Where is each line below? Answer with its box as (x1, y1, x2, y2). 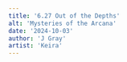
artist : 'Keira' (8, 42, 63, 50)
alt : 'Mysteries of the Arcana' (8, 19, 117, 27)
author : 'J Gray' (8, 34, 67, 43)
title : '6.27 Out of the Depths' (8, 11, 121, 20)
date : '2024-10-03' (8, 27, 74, 35)
